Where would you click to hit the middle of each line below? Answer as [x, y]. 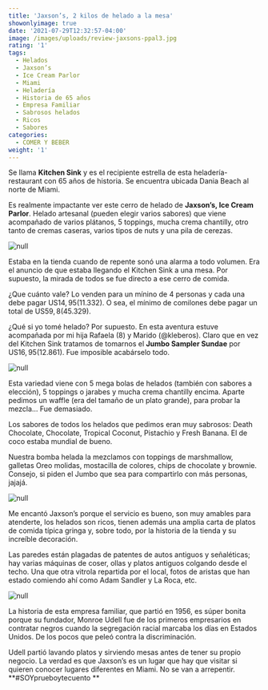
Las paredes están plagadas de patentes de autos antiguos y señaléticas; [129, 555]
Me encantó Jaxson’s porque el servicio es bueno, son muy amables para [130, 514]
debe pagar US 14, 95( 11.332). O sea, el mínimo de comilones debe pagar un [133, 303]
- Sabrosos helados [48, 113]
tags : [17, 53]
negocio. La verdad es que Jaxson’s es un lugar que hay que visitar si [123, 661]
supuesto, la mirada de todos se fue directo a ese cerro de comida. [119, 279]
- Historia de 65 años [53, 98]
